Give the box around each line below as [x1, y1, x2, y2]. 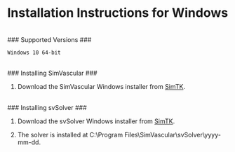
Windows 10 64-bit [7, 49, 61, 56]
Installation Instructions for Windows [7, 5, 229, 21]
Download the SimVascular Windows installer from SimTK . [17, 82, 186, 90]
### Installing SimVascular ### [7, 69, 98, 77]
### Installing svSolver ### [7, 103, 88, 111]
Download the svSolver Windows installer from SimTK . [17, 117, 175, 125]
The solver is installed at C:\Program [17, 130, 123, 139]
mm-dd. [17, 138, 41, 146]
